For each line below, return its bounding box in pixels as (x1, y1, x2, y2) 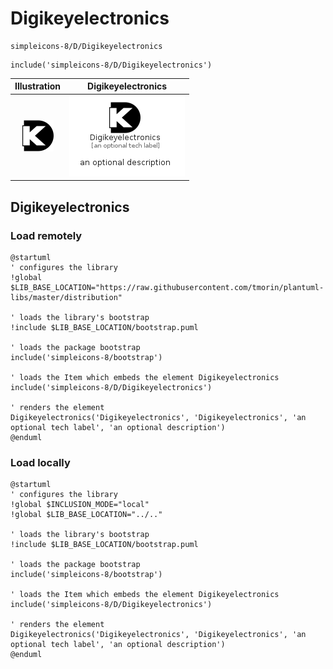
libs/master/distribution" (10, 292, 123, 302)
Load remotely (10, 228, 83, 242)
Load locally (10, 455, 71, 469)
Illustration (14, 80, 62, 92)
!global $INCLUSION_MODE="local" (10, 500, 150, 510)
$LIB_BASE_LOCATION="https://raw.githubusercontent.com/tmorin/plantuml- (10, 282, 325, 292)
